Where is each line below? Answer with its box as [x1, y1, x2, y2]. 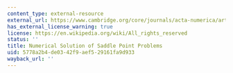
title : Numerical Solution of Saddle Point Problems [7, 42, 163, 49]
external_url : [7, 17, 49, 24]
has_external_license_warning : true [7, 23, 113, 30]
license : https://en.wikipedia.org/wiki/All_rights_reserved [7, 29, 188, 37]
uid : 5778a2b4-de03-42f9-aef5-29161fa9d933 [7, 49, 135, 56]
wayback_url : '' [7, 56, 54, 63]
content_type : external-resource [7, 10, 104, 17]
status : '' [7, 36, 39, 43]
